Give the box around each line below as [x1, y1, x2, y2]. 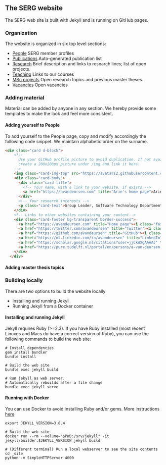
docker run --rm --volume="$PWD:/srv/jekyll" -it [5, 433, 110, 439]
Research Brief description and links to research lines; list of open [12, 61, 147, 67]
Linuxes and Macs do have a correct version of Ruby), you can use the [5, 330, 149, 336]
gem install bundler [5, 350, 48, 355]
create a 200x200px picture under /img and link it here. [18, 162, 140, 167]
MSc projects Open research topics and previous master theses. [12, 77, 144, 83]
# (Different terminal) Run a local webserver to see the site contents [5, 447, 158, 452]
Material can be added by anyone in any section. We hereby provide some [5, 105, 157, 111]
